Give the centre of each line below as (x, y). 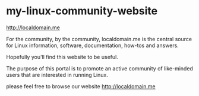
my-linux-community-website (82, 11)
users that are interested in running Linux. (57, 75)
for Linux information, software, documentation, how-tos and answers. (93, 45)
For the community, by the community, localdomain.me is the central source (99, 39)
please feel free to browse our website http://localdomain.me (81, 86)
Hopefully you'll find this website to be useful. (62, 57)
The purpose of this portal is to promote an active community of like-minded (99, 68)
